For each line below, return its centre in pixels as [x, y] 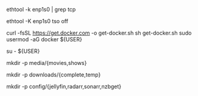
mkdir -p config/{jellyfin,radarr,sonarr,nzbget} [64, 86]
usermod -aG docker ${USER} [44, 39]
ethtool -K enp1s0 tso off [37, 21]
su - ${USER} [23, 51]
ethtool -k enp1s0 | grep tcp [41, 9]
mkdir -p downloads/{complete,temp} [54, 75]
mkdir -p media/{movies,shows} [47, 63]
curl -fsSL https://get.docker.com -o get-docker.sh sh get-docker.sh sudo [99, 33]
